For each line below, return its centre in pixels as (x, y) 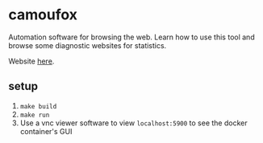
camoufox (43, 15)
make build (38, 106)
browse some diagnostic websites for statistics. (88, 45)
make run (35, 115)
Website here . (31, 61)
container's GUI (46, 131)
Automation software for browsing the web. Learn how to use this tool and (132, 37)
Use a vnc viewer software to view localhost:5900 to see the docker (134, 123)
